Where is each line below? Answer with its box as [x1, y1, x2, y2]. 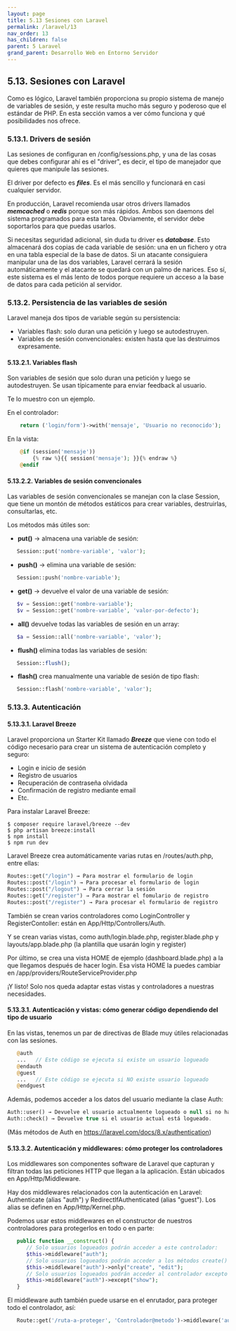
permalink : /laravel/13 [7, 23, 77, 30]
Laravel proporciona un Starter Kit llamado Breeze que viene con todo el [7, 735, 216, 744]
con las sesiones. [7, 1036, 58, 1045]
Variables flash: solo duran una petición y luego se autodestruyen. [17, 327, 209, 336]
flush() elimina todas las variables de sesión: [17, 646, 147, 654]
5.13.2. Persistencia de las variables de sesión [7, 298, 167, 307]
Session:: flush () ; [16, 659, 71, 667]
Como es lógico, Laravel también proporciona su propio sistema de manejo [7, 94, 225, 102]
